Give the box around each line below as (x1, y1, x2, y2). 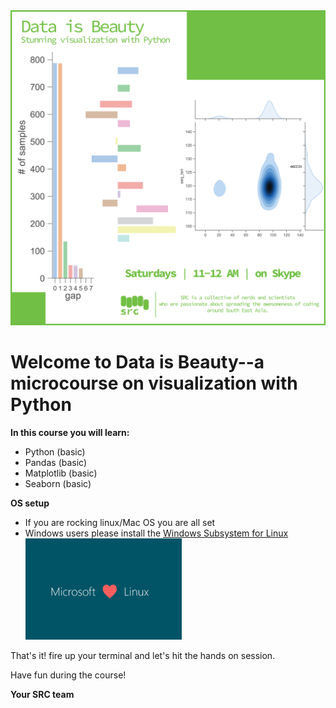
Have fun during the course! (10, 669, 127, 681)
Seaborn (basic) (24, 477, 92, 489)
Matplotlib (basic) (24, 467, 98, 479)
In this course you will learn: (10, 426, 130, 438)
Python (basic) (24, 445, 86, 458)
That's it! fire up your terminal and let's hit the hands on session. (10, 649, 276, 661)
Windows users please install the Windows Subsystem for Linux (24, 527, 289, 539)
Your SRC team (10, 688, 75, 700)
